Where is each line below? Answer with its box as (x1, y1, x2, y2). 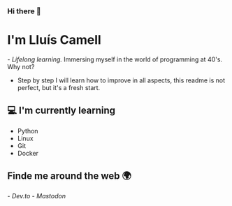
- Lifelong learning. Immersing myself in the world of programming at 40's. (7, 55, 222, 64)
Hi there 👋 (7, 6, 42, 16)
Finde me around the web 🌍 (7, 170, 131, 182)
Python (17, 126, 38, 135)
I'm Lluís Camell (7, 32, 101, 48)
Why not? (7, 62, 35, 71)
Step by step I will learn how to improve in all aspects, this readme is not (17, 76, 226, 84)
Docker (17, 149, 39, 157)
